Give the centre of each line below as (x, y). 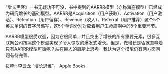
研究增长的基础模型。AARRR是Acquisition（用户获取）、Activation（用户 (83, 13)
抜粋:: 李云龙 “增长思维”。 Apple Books (45, 66)
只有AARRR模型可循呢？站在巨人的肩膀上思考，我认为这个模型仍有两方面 (81, 49)
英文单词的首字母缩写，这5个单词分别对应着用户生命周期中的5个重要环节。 (82, 26)
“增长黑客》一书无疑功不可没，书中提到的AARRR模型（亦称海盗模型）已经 (81, 7)
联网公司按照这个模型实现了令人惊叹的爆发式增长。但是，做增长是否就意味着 (84, 43)
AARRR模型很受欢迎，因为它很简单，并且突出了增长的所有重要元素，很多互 (83, 37)
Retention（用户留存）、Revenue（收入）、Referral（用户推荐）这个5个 (88, 20)
